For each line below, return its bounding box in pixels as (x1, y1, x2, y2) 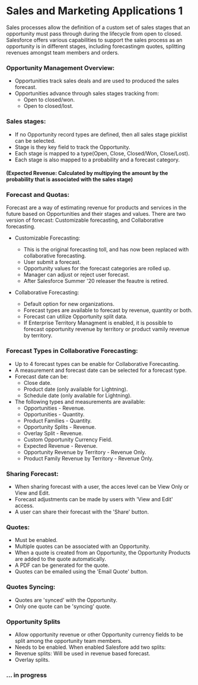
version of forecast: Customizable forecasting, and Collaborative (6, 216, 164, 224)
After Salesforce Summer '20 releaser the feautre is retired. (23, 278, 169, 285)
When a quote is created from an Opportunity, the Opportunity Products (14, 549, 191, 556)
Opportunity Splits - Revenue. (23, 423, 97, 431)
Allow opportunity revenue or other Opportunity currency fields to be (14, 630, 184, 638)
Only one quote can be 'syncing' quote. (14, 603, 111, 610)
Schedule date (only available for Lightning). (23, 391, 132, 399)
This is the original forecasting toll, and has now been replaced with (23, 246, 189, 253)
